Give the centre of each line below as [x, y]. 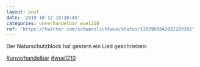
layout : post [23, 12]
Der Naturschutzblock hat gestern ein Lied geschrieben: [77, 46]
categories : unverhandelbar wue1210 [53, 23]
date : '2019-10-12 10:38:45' [43, 18]
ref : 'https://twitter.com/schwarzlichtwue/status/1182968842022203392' [101, 29]
